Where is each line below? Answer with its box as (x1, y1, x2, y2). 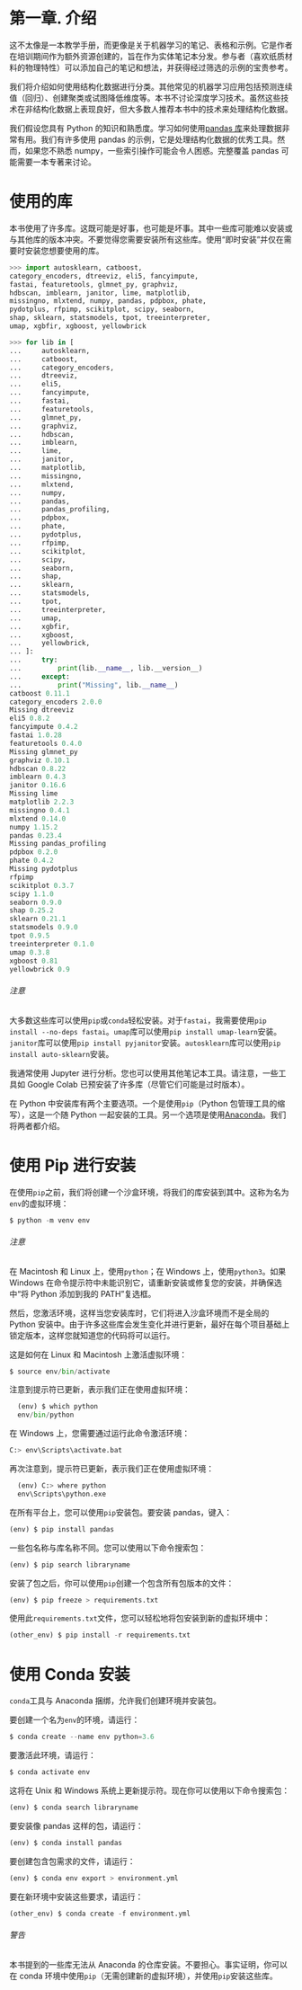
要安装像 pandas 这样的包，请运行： (9, 1820, 144, 1831)
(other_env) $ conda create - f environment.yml (9, 1909, 191, 1918)
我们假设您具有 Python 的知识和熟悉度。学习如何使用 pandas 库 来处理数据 (9, 122, 283, 133)
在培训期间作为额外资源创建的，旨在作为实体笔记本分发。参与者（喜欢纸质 (9, 50, 285, 61)
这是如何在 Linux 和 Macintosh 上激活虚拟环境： (9, 1349, 187, 1360)
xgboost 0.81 (9, 956, 58, 965)
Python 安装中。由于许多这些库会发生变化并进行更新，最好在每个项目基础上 (9, 1319, 290, 1329)
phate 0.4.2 (9, 856, 54, 866)
